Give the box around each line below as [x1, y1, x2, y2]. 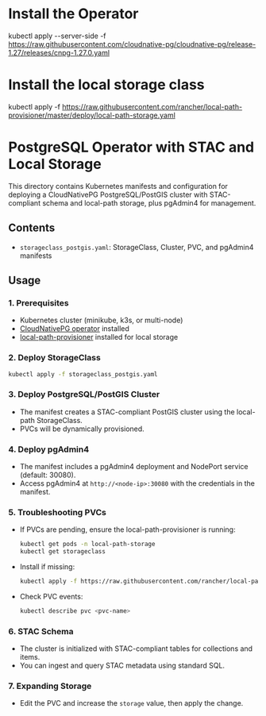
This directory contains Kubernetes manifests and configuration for [8, 181, 229, 191]
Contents [8, 221, 56, 235]
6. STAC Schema [8, 626, 74, 637]
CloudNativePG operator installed [19, 324, 129, 333]
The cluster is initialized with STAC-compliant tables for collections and [19, 644, 253, 653]
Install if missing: [19, 562, 75, 572]
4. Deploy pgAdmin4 [8, 444, 90, 455]
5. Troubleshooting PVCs [8, 507, 107, 518]
